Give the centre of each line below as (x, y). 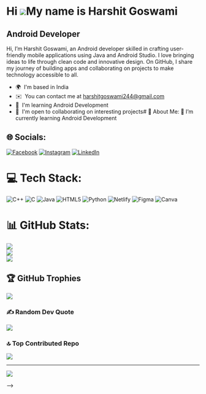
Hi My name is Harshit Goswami (92, 11)
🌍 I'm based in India (42, 87)
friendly (16, 55)
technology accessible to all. (42, 75)
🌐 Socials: (26, 137)
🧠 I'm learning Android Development (62, 105)
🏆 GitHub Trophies (44, 278)
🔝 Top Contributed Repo (43, 343)
